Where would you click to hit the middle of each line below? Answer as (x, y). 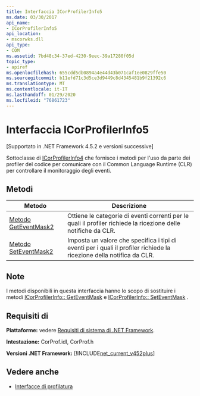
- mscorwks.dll (25, 39)
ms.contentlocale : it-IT (37, 89)
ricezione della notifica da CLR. (111, 255)
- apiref (17, 67)
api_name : (18, 23)
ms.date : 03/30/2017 (32, 17)
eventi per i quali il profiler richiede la (119, 248)
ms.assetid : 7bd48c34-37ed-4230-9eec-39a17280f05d (70, 56)
